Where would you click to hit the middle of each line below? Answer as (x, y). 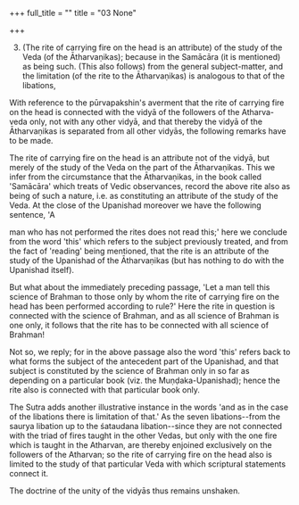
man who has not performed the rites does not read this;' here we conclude (148, 232)
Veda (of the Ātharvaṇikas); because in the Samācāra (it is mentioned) (151, 57)
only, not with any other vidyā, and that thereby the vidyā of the (146, 121)
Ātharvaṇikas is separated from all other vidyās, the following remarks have (148, 131)
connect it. (29, 473)
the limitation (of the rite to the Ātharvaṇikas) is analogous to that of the (154, 76)
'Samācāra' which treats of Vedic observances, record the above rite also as (150, 186)
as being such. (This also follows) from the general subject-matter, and (153, 66)
